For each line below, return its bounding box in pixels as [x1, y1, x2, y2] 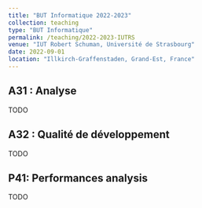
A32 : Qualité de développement [8, 128, 171, 141]
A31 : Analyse [8, 84, 77, 98]
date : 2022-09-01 [8, 48, 65, 56]
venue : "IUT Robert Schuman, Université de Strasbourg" [8, 41, 195, 49]
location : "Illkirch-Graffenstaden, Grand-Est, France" [8, 56, 195, 64]
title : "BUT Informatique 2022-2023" [8, 11, 132, 20]
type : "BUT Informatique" [8, 26, 93, 34]
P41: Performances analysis [8, 171, 148, 184]
